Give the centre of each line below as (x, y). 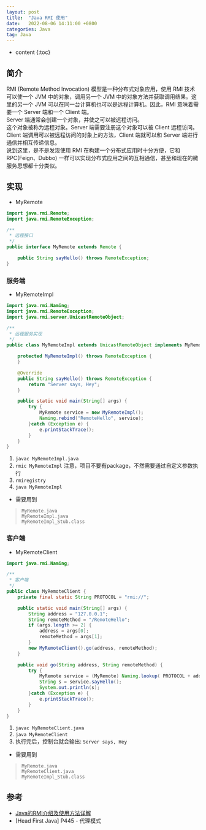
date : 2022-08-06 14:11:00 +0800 (52, 23)
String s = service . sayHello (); (80, 682)
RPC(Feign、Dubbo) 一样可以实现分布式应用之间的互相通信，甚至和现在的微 (102, 158)
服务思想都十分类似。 (33, 166)
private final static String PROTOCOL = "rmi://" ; (83, 597)
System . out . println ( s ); (69, 688)
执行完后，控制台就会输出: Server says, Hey (71, 742)
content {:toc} (33, 52)
